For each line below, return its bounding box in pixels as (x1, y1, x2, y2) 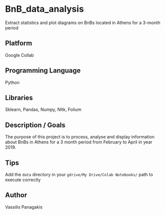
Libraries (5, 93, 33, 102)
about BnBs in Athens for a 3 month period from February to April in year (5, 139, 153, 145)
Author (5, 191, 27, 199)
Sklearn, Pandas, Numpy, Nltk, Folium (5, 107, 82, 112)
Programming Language (5, 66, 81, 75)
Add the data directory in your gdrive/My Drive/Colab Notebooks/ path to (5, 172, 153, 177)
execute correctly (5, 177, 41, 183)
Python (5, 80, 20, 85)
